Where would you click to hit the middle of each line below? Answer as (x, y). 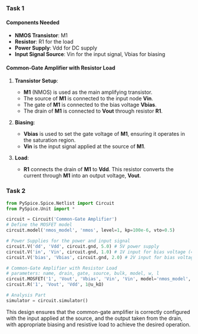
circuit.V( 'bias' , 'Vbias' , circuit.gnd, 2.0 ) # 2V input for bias (91, 257)
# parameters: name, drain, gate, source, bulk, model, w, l (83, 274)
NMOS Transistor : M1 (41, 35)
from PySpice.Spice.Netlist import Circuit (60, 203)
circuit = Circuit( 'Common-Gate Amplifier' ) (62, 220)
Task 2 (16, 191)
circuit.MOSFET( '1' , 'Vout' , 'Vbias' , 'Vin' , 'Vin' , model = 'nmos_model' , (99, 279)
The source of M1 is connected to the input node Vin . (88, 99)
